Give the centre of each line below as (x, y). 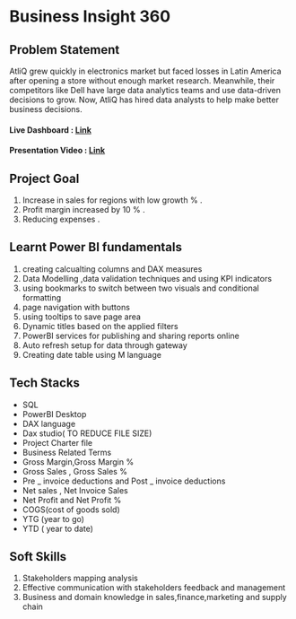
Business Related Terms (67, 452)
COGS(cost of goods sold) (71, 510)
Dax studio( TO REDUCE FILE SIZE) (87, 433)
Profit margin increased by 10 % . (83, 209)
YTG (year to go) (53, 519)
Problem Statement (65, 50)
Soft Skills (38, 557)
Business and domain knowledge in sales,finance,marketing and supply (154, 597)
